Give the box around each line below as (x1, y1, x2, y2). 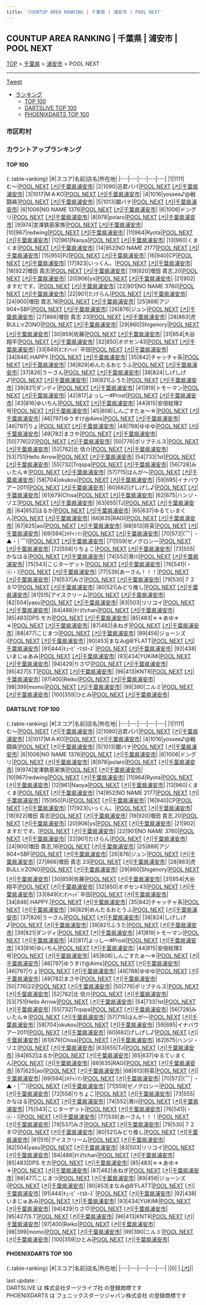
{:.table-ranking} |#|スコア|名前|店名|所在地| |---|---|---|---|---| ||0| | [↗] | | (6, 1265, 194, 1272)
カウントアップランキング (6, 145, 82, 154)
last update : (6, 1277, 38, 1284)
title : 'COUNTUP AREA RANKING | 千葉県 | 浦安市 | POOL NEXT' (6, 9, 163, 15)
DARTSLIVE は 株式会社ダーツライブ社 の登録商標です (6, 1284, 142, 1292)
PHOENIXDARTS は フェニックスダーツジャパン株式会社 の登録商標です (6, 1292, 187, 1299)
